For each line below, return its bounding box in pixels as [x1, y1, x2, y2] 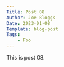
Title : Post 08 [6, 9, 45, 15]
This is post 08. [6, 54, 45, 61]
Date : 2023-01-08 [6, 20, 51, 26]
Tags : [6, 32, 20, 38]
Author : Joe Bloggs [6, 15, 56, 21]
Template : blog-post [6, 26, 59, 32]
